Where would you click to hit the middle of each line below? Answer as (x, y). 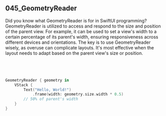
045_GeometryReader (41, 8)
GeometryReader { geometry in (37, 80)
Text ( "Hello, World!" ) (47, 90)
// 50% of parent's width (51, 99)
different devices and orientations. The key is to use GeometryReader (78, 42)
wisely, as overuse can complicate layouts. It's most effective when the (80, 47)
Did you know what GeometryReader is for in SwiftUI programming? (76, 20)
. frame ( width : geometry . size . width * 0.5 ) (78, 94)
